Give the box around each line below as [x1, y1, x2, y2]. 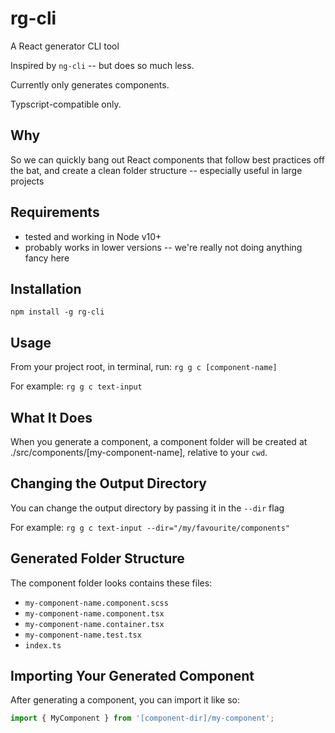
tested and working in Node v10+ [24, 230, 162, 242]
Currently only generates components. [10, 78, 170, 91]
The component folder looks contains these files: [10, 577, 213, 589]
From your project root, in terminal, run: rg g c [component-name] [10, 361, 278, 373]
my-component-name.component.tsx [24, 608, 165, 619]
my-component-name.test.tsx [24, 630, 142, 640]
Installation [10, 280, 82, 297]
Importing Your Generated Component [10, 668, 255, 685]
